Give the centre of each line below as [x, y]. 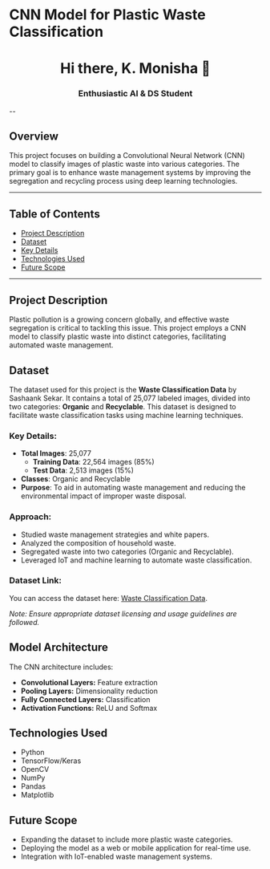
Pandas [33, 786]
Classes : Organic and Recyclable [75, 479]
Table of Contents [55, 214]
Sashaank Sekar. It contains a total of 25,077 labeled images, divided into [130, 398]
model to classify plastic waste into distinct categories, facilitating [118, 337]
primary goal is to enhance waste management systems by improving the [130, 173]
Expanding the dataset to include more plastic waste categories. [127, 839]
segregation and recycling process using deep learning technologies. [123, 181]
